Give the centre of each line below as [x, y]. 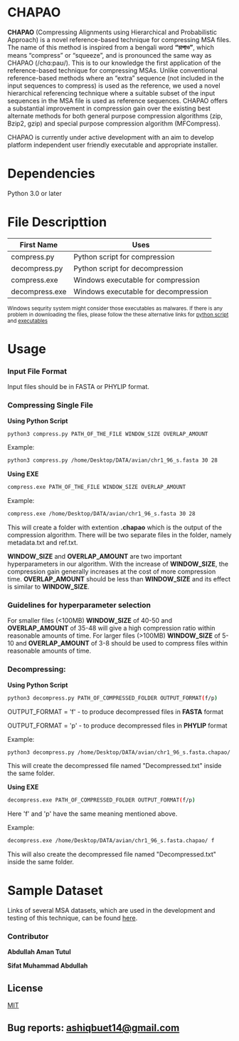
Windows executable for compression [137, 280]
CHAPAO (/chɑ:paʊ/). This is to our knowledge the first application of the [114, 63]
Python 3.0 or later [34, 193]
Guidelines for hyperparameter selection [79, 605]
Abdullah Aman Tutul [39, 952]
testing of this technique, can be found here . [73, 918]
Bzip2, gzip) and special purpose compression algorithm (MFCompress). [114, 123]
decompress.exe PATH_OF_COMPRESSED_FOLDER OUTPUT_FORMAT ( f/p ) [101, 800]
